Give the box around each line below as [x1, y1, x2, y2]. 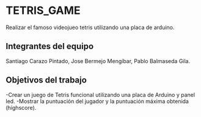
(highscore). [5, 104, 37, 111]
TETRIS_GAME [5, 4, 81, 18]
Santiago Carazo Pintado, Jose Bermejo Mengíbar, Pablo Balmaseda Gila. [5, 57, 191, 64]
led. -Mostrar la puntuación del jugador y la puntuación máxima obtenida [5, 98, 189, 105]
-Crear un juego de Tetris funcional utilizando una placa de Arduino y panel [5, 91, 196, 98]
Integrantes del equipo [5, 41, 94, 52]
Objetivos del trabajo [5, 75, 87, 85]
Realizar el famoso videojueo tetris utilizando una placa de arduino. [5, 24, 175, 31]
